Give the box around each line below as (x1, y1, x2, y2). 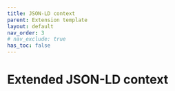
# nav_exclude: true (7, 36, 67, 43)
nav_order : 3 (7, 29, 45, 37)
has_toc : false (7, 42, 51, 49)
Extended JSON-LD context (7, 72, 169, 88)
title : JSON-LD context (7, 10, 76, 17)
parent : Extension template (7, 17, 88, 23)
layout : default (7, 23, 54, 30)
